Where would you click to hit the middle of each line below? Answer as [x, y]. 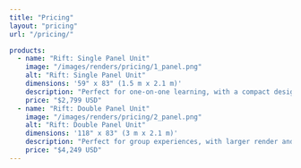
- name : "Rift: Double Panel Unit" [84, 108]
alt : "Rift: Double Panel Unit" [86, 125]
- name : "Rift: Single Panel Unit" [84, 59]
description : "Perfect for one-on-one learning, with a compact [148, 92]
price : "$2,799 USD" [64, 100]
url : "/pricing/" [42, 34]
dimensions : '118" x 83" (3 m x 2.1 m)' [102, 134]
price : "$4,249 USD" [64, 150]
